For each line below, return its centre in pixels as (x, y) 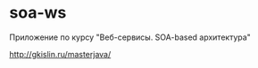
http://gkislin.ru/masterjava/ (60, 54)
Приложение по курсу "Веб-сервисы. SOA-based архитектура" (130, 37)
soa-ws (38, 13)
